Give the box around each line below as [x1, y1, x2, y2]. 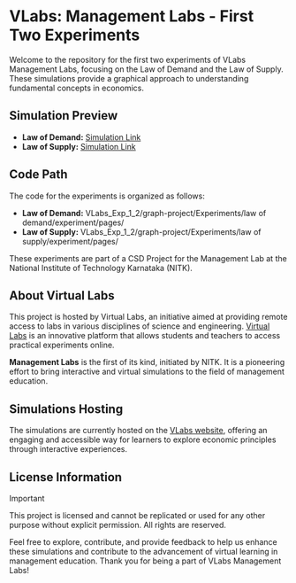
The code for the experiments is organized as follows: [9, 190, 205, 201]
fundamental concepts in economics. [9, 82, 144, 93]
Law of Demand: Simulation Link [21, 131, 141, 143]
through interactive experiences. [9, 444, 128, 455]
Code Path [9, 167, 68, 183]
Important [9, 494, 45, 503]
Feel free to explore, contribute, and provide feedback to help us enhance [9, 537, 277, 547]
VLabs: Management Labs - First [9, 6, 254, 27]
